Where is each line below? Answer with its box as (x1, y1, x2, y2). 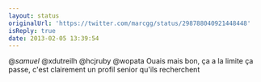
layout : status (8, 11, 60, 20)
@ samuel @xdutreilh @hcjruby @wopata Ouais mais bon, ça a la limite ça (8, 56, 254, 66)
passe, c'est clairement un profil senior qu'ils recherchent (8, 65, 200, 75)
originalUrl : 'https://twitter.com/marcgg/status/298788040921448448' (8, 19, 251, 27)
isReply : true (8, 27, 57, 35)
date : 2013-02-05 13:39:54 (8, 34, 99, 43)
